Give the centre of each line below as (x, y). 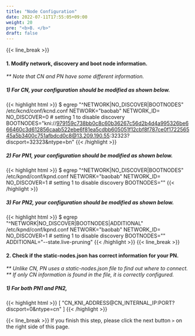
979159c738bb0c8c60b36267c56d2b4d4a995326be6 (123, 123)
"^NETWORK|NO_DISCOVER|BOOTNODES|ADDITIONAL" (75, 223)
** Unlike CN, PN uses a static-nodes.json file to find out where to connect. (97, 269)
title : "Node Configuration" (42, 11)
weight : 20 (19, 22)
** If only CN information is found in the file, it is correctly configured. (90, 275)
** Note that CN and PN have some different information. (75, 76)
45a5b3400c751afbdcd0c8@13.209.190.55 (58, 136)
